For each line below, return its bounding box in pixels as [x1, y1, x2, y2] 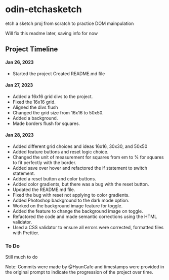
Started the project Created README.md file [12, 70, 105, 77]
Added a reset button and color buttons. [12, 175, 96, 181]
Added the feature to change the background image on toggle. [12, 208, 143, 214]
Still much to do [5, 254, 38, 260]
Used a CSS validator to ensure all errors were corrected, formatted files [12, 224, 164, 230]
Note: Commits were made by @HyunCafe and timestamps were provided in [5, 264, 164, 270]
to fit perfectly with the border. [12, 159, 77, 166]
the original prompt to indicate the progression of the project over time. [5, 269, 153, 275]
